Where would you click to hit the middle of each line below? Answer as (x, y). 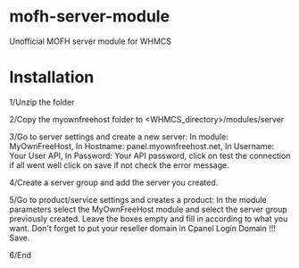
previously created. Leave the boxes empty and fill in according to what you (149, 218)
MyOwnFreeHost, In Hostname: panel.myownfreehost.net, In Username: (142, 146)
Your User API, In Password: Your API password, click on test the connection (150, 155)
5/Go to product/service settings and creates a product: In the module (138, 199)
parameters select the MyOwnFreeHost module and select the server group (148, 209)
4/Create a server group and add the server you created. (114, 182)
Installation (52, 77)
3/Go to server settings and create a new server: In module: (119, 137)
